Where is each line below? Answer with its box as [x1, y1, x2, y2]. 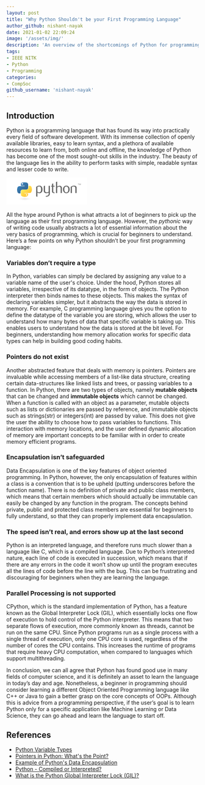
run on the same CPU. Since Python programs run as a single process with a [6, 629, 198, 636]
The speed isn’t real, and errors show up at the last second [6, 527, 184, 536]
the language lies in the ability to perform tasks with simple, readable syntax [6, 159, 198, 166]
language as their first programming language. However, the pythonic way [6, 217, 193, 225]
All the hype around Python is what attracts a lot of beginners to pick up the [6, 211, 196, 218]
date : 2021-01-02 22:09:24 [6, 29, 75, 35]
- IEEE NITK [6, 55, 37, 61]
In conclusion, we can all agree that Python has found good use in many [6, 667, 188, 674]
